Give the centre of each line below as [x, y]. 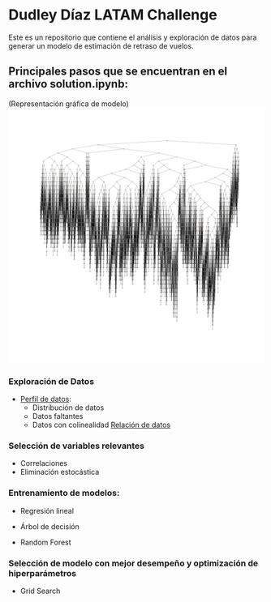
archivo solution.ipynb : [68, 84]
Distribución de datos [68, 408]
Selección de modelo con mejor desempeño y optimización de [133, 563]
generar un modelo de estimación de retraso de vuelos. [101, 45]
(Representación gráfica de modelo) [69, 104]
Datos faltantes [58, 416]
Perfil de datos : [45, 399]
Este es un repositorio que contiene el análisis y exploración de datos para [133, 37]
